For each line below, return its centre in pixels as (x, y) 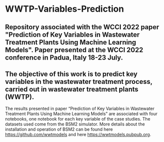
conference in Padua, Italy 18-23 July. (64, 57)
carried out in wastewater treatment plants (72, 89)
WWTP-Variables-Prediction (65, 9)
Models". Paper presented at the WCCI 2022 (74, 50)
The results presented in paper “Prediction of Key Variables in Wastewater (80, 109)
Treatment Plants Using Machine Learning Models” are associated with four (81, 114)
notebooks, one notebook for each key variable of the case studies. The (78, 119)
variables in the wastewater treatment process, (79, 81)
